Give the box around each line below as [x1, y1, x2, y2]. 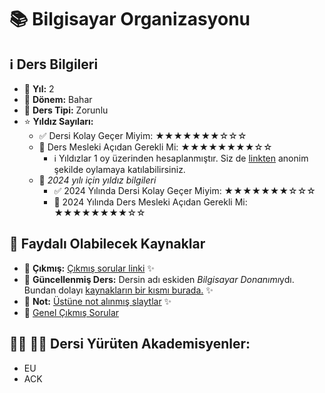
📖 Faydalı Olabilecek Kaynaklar [9, 236, 206, 253]
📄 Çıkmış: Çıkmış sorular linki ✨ [23, 262, 155, 274]
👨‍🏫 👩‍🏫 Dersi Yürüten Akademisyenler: [9, 336, 251, 353]
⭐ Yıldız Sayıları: [23, 116, 94, 127]
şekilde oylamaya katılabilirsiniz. [53, 164, 186, 175]
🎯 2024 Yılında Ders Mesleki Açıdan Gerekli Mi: [53, 196, 248, 208]
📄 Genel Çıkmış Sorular [23, 306, 120, 318]
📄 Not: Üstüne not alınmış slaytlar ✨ [23, 295, 172, 307]
